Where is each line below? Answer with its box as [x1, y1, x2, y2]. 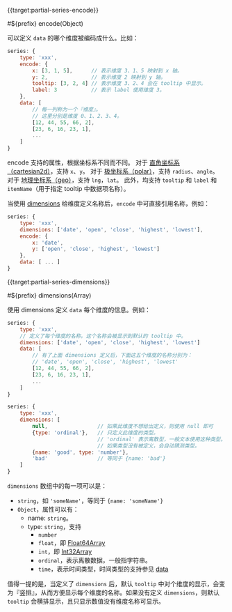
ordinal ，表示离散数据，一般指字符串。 [38, 556, 151, 564]
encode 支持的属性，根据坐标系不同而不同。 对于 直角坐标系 [7, 158, 181, 167]
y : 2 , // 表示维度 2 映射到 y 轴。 [32, 73, 166, 81]
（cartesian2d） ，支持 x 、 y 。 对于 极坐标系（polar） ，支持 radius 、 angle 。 [7, 167, 219, 175]
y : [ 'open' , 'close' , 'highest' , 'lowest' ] [32, 245, 160, 253]
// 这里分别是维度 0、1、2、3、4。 [32, 112, 123, 119]
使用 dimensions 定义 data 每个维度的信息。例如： [7, 305, 151, 314]
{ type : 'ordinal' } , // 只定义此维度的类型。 [32, 429, 159, 436]
